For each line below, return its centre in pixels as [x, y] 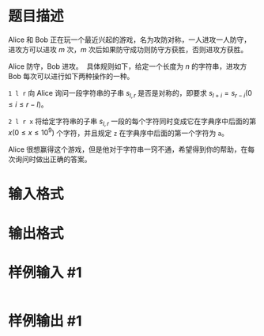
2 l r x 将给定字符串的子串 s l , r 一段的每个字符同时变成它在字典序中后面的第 [132, 122]
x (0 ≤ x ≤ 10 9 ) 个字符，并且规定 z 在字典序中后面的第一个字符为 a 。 [119, 132]
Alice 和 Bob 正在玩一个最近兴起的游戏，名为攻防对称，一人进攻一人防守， [130, 40]
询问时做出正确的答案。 [53, 160]
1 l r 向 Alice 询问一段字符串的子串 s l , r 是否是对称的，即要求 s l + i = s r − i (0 [130, 94]
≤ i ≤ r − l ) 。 [28, 104]
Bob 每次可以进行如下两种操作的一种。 [71, 76]
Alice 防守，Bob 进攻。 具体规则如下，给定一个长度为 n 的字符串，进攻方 [128, 66]
